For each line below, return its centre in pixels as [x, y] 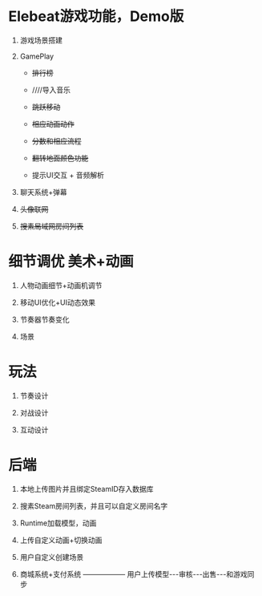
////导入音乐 [51, 90]
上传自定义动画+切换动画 [61, 540]
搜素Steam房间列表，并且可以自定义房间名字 [94, 505]
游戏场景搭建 [41, 40]
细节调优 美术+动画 [71, 262]
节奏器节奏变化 [44, 319]
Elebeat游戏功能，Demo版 [96, 16]
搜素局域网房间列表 [52, 226]
